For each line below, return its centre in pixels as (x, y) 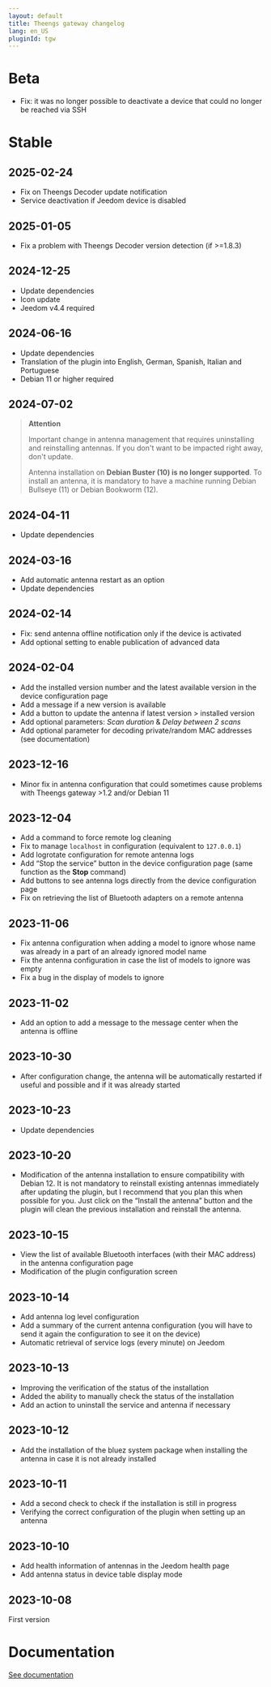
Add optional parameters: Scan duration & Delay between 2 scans (130, 721)
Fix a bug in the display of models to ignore (92, 978)
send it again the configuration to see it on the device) (110, 1334)
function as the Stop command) (73, 872)
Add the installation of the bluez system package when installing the (134, 1450)
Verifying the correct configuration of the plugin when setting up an (133, 1512)
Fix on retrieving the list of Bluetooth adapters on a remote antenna (132, 898)
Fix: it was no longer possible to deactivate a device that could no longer (141, 101)
